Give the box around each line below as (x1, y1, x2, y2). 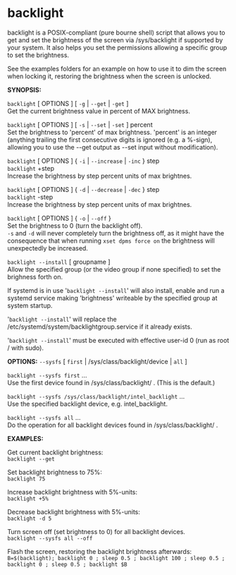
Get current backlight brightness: (7, 448, 104, 456)
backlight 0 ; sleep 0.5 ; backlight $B (7, 561, 128, 568)
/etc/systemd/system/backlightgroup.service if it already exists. (7, 322, 192, 331)
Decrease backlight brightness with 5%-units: (7, 507, 141, 516)
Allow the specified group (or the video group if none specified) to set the (7, 265, 221, 273)
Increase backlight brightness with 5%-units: (7, 488, 138, 496)
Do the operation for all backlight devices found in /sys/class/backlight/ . (7, 420, 218, 429)
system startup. (7, 301, 53, 310)
